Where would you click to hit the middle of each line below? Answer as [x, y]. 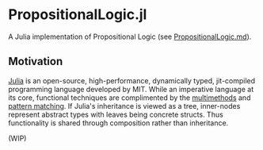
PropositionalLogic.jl [78, 15]
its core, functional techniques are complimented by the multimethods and [130, 98]
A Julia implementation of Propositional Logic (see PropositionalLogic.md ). [130, 37]
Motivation [36, 62]
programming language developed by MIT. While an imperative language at [131, 89]
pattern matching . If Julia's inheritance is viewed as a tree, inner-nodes [124, 106]
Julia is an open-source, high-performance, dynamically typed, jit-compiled [132, 80]
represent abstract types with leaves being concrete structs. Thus [116, 114]
